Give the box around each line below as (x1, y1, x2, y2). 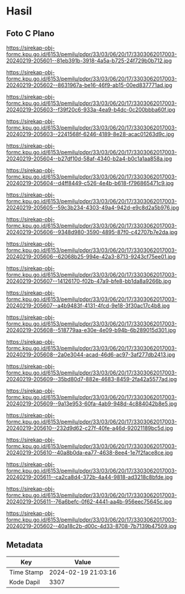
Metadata (6, 540, 43, 550)
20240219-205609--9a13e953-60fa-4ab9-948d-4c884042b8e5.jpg (6, 400, 177, 407)
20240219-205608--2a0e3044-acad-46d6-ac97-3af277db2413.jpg (6, 351, 175, 358)
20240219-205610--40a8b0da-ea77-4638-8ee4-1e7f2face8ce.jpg (6, 449, 173, 456)
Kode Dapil (9, 578, 40, 586)
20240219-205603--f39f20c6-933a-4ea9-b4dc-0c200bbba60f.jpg (6, 106, 175, 113)
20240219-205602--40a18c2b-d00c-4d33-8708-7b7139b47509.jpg (6, 523, 177, 529)
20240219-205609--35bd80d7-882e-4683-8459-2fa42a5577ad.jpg (6, 376, 177, 382)
